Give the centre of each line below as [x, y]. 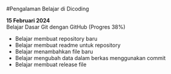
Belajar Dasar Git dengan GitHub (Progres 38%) [66, 27]
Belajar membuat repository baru [56, 39]
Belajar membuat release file [51, 64]
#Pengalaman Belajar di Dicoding [48, 9]
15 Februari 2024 [28, 20]
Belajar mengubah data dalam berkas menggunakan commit [90, 58]
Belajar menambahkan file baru [54, 52]
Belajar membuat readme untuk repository [68, 45]
